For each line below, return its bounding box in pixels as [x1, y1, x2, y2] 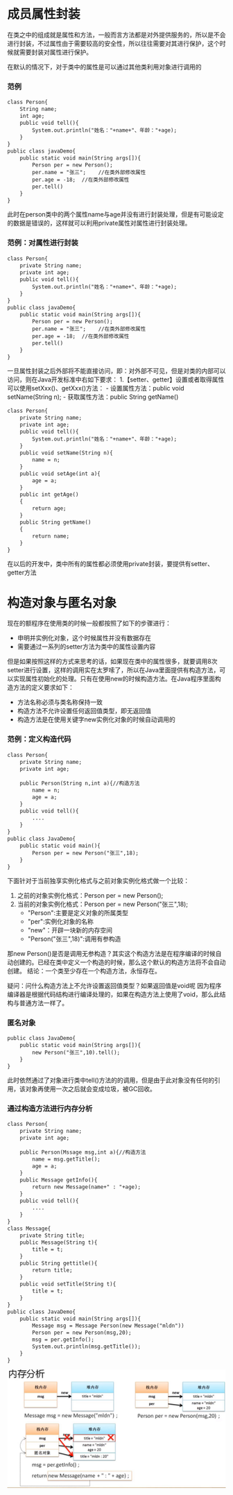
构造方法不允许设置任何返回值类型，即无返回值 [17, 707, 151, 715]
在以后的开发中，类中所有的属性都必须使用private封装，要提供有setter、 [7, 559, 214, 567]
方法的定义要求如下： [12, 683, 74, 692]
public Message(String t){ [19, 1239, 98, 1246]
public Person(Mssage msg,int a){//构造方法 [19, 1149, 146, 1156]
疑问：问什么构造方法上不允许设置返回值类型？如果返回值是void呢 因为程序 [7, 981, 222, 989]
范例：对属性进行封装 [7, 238, 78, 248]
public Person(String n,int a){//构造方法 [19, 780, 140, 787]
